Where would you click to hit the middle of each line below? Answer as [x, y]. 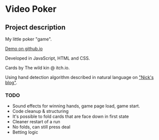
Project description [35, 27]
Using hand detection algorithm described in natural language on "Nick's [79, 77]
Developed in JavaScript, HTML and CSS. [48, 58]
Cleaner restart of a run [36, 122]
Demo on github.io [24, 49]
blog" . [11, 83]
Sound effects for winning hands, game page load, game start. [76, 106]
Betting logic [25, 132]
